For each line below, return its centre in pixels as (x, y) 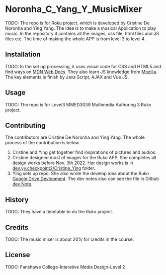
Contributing (25, 125)
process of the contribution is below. (43, 143)
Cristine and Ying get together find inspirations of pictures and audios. (84, 152)
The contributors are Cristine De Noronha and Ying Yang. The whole (75, 137)
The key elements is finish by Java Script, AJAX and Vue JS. (67, 77)
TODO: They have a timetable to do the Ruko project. (59, 212)
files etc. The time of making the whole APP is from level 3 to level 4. (75, 39)
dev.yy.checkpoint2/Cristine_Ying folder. (54, 168)
